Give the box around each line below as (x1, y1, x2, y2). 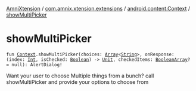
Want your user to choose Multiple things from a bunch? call (6, 72, 154, 79)
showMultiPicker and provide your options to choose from (6, 78, 149, 85)
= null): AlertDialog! (6, 61, 63, 67)
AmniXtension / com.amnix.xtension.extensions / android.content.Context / (6, 5, 191, 12)
